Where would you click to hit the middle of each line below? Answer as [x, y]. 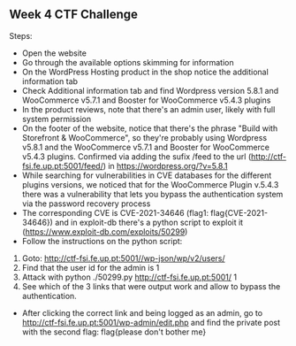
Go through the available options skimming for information [128, 62]
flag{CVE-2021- [239, 212]
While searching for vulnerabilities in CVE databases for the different [147, 175]
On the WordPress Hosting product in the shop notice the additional [145, 72]
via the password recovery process [86, 204]
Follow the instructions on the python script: [102, 241]
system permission [56, 119]
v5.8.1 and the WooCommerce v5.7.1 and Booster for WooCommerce [145, 147]
